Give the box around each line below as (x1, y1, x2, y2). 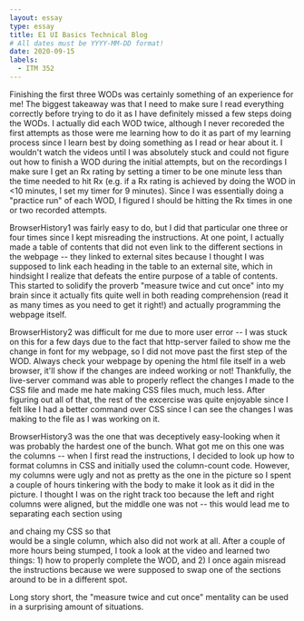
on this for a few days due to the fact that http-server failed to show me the (9, 336, 291, 347)
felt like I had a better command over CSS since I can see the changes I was (9, 403, 293, 414)
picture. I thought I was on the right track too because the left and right (9, 488, 275, 499)
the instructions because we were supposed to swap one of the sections (9, 564, 281, 575)
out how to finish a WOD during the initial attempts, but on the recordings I (9, 156, 288, 167)
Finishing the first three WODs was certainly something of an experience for (9, 88, 294, 100)
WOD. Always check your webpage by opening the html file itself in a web (9, 355, 286, 366)
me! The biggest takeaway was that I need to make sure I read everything (9, 98, 284, 109)
